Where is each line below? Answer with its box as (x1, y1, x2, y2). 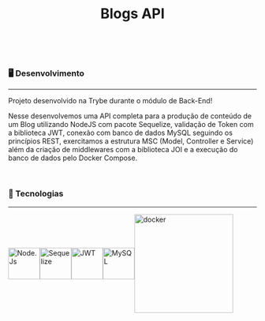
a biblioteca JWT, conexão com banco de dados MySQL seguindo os (8, 128, 233, 138)
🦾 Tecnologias (8, 188, 64, 200)
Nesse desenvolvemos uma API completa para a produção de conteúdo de (8, 111, 252, 121)
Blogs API (99, 5, 166, 23)
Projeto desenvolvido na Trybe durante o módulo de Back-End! (8, 96, 213, 106)
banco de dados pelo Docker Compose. (8, 153, 138, 162)
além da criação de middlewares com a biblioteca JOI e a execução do (8, 145, 238, 155)
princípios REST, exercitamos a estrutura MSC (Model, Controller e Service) (8, 136, 254, 146)
